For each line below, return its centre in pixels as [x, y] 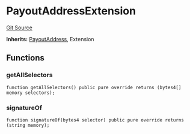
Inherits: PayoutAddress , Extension [50, 39]
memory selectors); [31, 93]
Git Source [20, 28]
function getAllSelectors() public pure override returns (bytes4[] [94, 87]
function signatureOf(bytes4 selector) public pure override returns [95, 120]
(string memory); [28, 125]
